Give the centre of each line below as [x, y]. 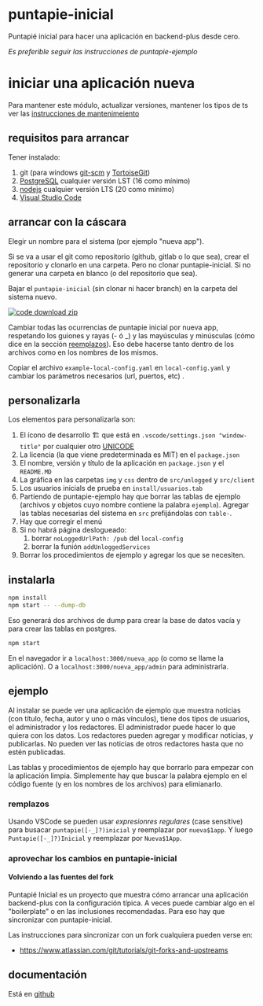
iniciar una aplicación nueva [101, 83]
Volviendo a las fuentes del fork [61, 877]
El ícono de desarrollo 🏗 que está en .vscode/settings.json [117, 435]
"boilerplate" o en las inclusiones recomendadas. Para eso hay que [117, 911]
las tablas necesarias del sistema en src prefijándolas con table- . [126, 514]
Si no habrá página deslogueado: [73, 530]
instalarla [32, 580]
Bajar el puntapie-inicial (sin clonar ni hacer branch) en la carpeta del [123, 288]
